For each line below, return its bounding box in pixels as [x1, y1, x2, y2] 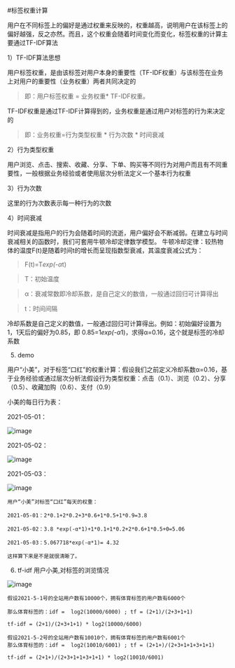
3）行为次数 [7, 184, 42, 192]
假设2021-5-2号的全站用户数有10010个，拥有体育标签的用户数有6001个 [7, 634, 186, 641]
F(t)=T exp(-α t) [24, 260, 67, 268]
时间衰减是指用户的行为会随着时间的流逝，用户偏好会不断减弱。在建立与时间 [7, 229, 228, 237]
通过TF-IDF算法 [13, 39, 58, 47]
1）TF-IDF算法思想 [7, 53, 61, 62]
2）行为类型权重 [7, 146, 55, 154]
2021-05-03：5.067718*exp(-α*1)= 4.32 [7, 539, 120, 546]
